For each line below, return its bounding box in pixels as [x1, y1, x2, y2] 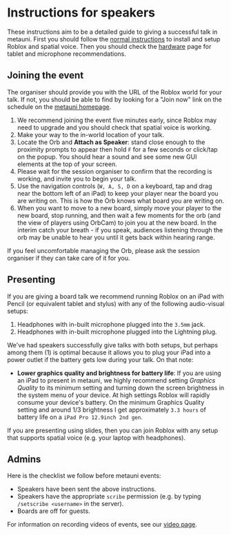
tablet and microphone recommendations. [7, 50, 126, 58]
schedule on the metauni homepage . [7, 102, 112, 111]
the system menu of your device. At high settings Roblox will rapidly [17, 391, 210, 399]
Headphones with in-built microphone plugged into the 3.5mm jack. [17, 320, 205, 328]
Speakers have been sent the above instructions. [17, 485, 157, 494]
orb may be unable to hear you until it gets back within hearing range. [17, 233, 215, 241]
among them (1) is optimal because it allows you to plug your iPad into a [7, 348, 211, 356]
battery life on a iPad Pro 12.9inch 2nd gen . [17, 412, 143, 421]
